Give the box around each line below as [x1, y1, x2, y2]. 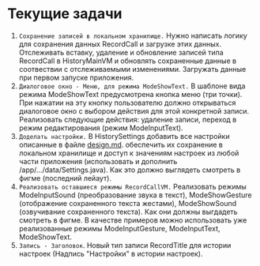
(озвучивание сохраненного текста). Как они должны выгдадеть [18, 207, 238, 216]
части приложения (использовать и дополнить [18, 156, 178, 166]
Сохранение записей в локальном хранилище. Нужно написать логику [18, 31, 248, 40]
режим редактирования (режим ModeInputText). [18, 123, 183, 133]
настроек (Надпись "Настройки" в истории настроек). [18, 249, 203, 258]
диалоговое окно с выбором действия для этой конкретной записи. [18, 106, 250, 115]
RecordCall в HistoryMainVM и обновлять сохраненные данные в [18, 56, 237, 66]
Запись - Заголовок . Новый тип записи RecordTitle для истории [18, 240, 232, 249]
